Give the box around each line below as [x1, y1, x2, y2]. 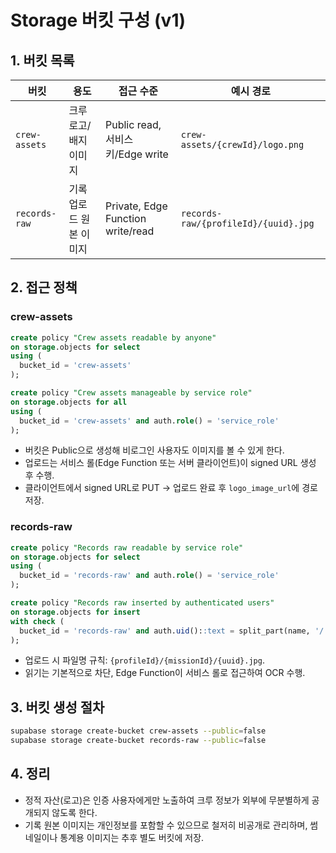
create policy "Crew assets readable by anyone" [10, 332, 217, 343]
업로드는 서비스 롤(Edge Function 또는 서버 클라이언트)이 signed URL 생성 [24, 457, 317, 469]
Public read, [104, 118, 162, 131]
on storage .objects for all [10, 397, 128, 407]
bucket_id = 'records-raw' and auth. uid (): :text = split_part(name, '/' [19, 626, 329, 636]
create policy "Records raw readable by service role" [10, 542, 244, 553]
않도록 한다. [51, 806, 98, 818]
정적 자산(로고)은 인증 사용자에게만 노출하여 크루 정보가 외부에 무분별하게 [24, 794, 310, 806]
